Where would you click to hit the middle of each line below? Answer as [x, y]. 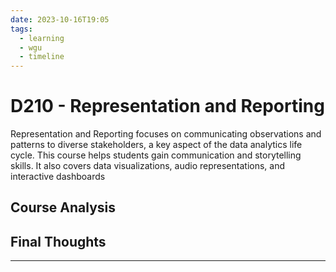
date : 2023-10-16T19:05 [60, 19]
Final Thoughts [58, 241]
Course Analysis [63, 207]
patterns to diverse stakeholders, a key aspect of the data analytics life [156, 145]
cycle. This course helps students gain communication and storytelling [156, 155]
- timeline [42, 57]
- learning [42, 38]
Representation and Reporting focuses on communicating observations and [166, 134]
